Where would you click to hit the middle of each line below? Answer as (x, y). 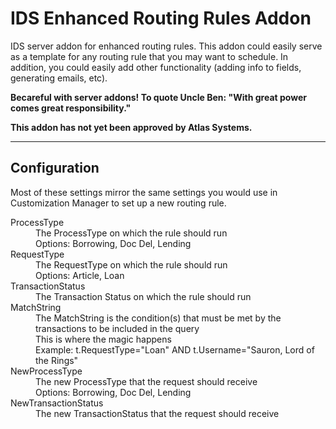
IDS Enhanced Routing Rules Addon (161, 18)
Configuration (55, 168)
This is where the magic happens (103, 339)
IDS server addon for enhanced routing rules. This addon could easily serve (166, 46)
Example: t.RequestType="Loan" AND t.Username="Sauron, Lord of (175, 349)
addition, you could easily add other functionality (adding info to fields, (156, 67)
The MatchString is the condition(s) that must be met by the (158, 318)
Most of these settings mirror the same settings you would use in (144, 192)
